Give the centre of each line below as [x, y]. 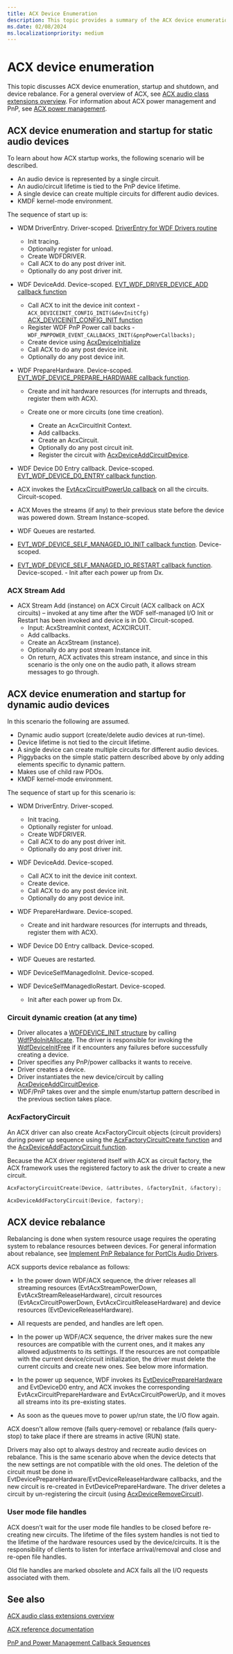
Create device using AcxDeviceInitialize [84, 342]
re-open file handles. [37, 1557]
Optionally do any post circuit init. [86, 448]
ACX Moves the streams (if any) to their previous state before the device [121, 510]
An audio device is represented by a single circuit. [89, 179]
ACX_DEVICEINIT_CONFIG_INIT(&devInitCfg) [88, 313]
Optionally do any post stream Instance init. [89, 650]
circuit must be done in [40, 1472]
